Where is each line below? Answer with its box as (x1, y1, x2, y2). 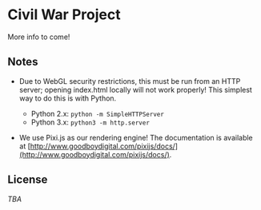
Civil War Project (7, 6, 121, 24)
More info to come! (7, 32, 70, 42)
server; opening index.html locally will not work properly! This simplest (18, 85, 253, 94)
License (7, 173, 48, 187)
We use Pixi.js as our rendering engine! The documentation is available (18, 133, 253, 142)
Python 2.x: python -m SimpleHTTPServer (30, 109, 165, 118)
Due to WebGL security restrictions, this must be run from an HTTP (18, 76, 241, 85)
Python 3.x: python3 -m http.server (30, 117, 150, 127)
